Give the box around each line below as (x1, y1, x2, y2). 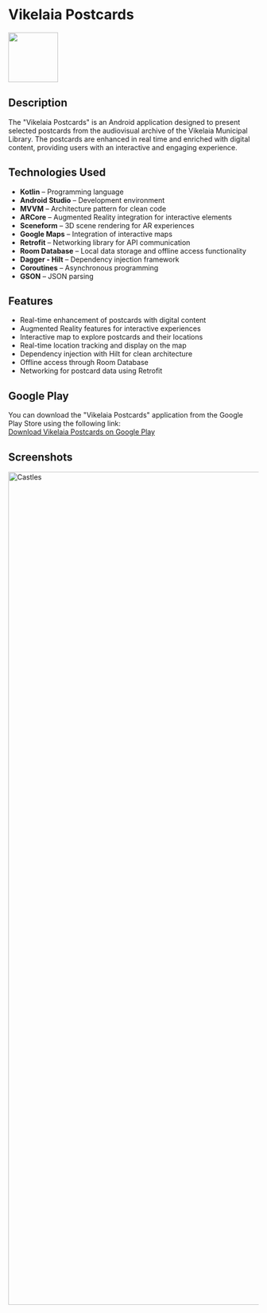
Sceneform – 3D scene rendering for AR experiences (19, 220, 195, 230)
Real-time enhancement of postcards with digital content (19, 316, 207, 325)
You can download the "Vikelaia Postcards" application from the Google (8, 410, 244, 420)
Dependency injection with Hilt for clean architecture (19, 349, 193, 359)
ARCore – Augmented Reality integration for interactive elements (19, 212, 232, 222)
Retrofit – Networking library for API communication (19, 237, 191, 247)
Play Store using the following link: (8, 419, 122, 429)
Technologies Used (8, 165, 106, 180)
